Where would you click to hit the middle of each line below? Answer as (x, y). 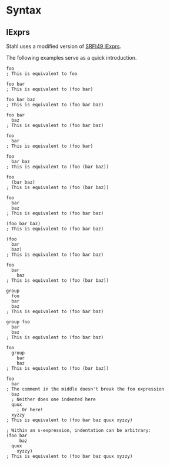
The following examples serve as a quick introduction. (71, 58)
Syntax (24, 10)
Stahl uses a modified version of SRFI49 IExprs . (64, 46)
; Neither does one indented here (54, 399)
